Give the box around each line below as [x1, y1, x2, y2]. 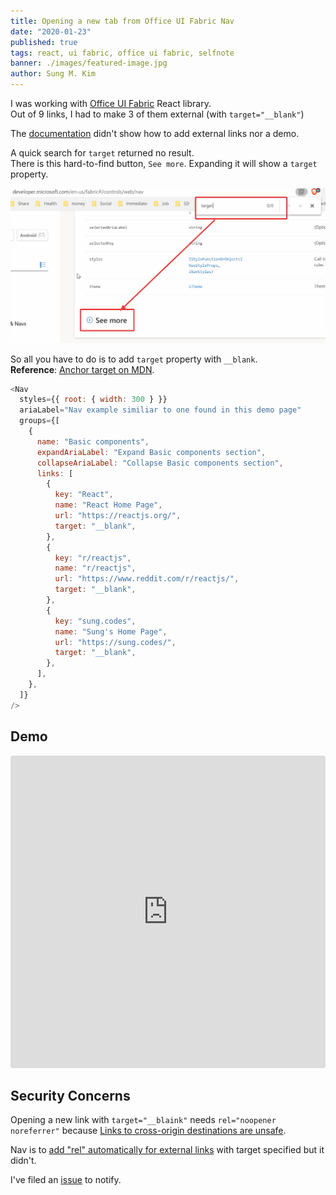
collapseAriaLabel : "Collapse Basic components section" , [36, 458, 284, 468]
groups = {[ [19, 416, 60, 426]
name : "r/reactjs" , [54, 563, 137, 574]
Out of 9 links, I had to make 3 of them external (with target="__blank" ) [10, 108, 305, 120]
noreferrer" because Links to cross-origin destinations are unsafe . [10, 1125, 287, 1137]
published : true [10, 37, 78, 47]
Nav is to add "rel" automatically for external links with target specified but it [10, 1144, 325, 1156]
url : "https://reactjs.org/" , [54, 511, 182, 521]
